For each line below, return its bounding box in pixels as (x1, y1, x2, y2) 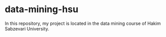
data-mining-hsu (5, 4, 78, 15)
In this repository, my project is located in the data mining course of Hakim (5, 20, 161, 26)
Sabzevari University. (5, 25, 49, 31)
